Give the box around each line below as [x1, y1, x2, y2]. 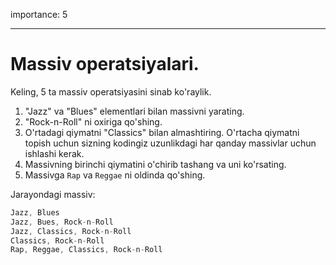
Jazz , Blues [10, 207, 60, 218]
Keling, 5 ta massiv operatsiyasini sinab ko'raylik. [10, 85, 212, 98]
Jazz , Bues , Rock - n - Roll [10, 217, 114, 227]
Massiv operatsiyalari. [10, 53, 200, 76]
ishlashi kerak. [24, 147, 85, 159]
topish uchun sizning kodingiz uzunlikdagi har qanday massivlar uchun [24, 137, 317, 149]
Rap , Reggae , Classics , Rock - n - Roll [10, 245, 163, 255]
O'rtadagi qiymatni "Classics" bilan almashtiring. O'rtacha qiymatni [24, 126, 300, 138]
